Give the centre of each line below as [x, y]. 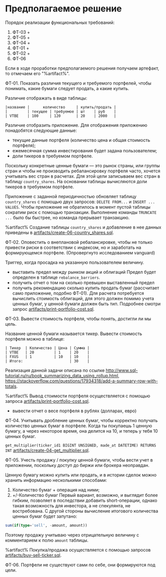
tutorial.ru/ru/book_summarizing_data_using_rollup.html [62, 375]
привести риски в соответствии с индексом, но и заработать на [73, 247]
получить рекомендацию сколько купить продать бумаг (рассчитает [86, 288]
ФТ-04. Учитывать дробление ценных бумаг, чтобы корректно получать [82, 420]
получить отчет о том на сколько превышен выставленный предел [83, 282]
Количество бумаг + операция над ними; [56, 490]
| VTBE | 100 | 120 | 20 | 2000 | [61, 116]
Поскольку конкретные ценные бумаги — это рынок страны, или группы [83, 165]
